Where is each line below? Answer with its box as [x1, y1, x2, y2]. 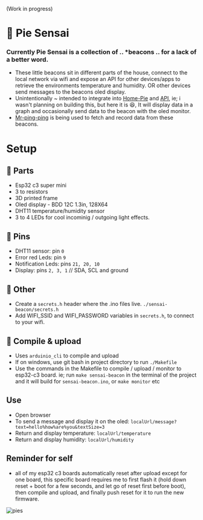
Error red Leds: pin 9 [14, 254, 66, 261]
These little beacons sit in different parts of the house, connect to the [14, 69, 188, 76]
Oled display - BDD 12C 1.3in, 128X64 [14, 201, 108, 208]
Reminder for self [6, 453, 73, 464]
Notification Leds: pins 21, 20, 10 [14, 260, 100, 268]
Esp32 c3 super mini [14, 181, 66, 189]
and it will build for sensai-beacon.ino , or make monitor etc [14, 377, 160, 385]
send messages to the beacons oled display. [14, 88, 126, 96]
